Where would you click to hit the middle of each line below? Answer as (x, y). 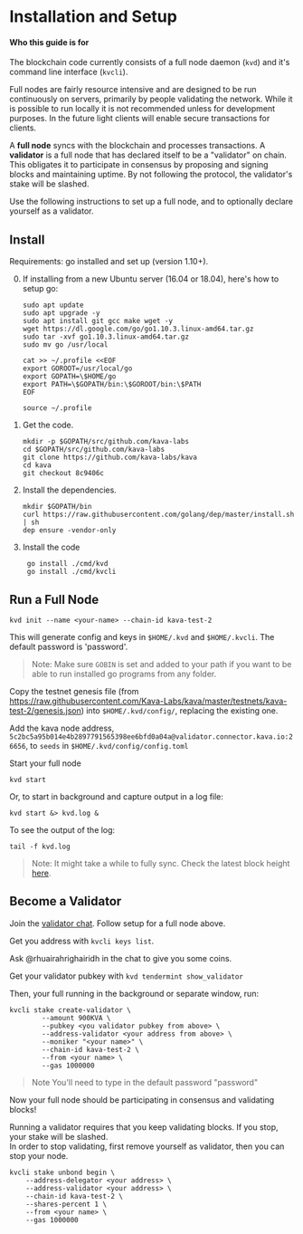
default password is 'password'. (69, 647)
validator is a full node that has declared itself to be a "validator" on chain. (148, 155)
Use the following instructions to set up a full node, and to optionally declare (151, 202)
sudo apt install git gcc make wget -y (98, 321)
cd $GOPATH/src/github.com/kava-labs (94, 450)
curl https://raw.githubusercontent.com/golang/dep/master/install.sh (158, 515)
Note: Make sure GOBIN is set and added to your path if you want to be (161, 665)
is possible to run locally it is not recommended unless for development (142, 109)
